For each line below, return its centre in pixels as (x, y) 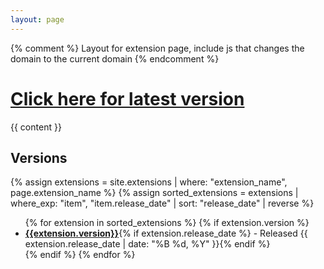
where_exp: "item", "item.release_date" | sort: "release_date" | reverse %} (162, 203)
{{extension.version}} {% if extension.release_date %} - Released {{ (166, 233)
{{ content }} (36, 127)
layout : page (37, 19)
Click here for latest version (127, 98)
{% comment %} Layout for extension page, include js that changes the (157, 48)
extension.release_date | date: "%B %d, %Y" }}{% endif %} (147, 244)
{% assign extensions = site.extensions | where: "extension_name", (149, 182)
